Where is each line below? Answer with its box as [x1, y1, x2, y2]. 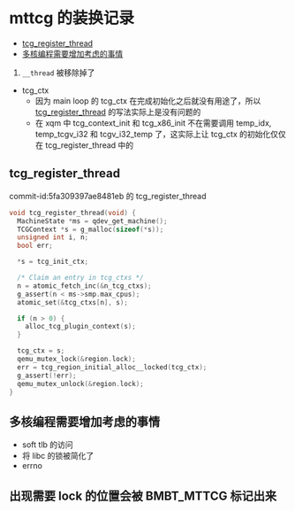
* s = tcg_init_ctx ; [17, 258, 89, 267]
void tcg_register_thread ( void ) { [9, 208, 137, 217]
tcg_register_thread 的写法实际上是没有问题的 [34, 106, 201, 117]
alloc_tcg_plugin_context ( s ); [25, 322, 137, 331]
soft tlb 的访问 [21, 439, 73, 450]
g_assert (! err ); [17, 371, 77, 380]
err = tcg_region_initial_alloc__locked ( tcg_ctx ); [17, 362, 208, 372]
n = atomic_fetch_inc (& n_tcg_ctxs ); [17, 281, 152, 290]
